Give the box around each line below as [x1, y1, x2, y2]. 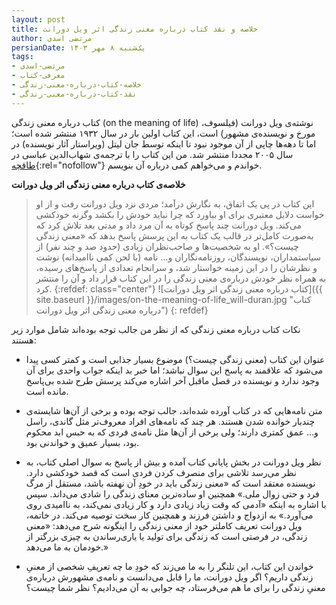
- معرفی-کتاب [11, 71, 66, 81]
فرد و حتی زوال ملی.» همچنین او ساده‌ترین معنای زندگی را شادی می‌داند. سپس [25, 487, 320, 500]
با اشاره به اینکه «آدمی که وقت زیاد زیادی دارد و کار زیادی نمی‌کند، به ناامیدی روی [25, 498, 327, 510]
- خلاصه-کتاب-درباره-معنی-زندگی [11, 80, 142, 90]
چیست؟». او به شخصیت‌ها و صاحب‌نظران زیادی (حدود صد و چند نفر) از [35, 240, 299, 252]
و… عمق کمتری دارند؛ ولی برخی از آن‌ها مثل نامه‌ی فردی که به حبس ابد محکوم [25, 426, 319, 438]
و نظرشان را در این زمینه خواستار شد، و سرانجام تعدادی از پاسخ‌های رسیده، [35, 261, 318, 273]
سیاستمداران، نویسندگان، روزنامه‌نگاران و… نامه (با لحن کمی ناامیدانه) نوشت [35, 251, 322, 263]
